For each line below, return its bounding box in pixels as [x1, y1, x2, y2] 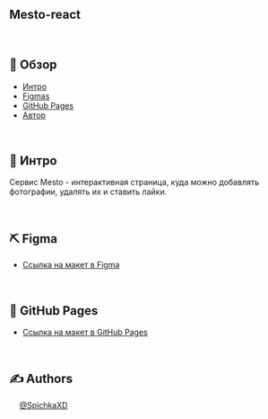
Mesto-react [9, 7, 82, 22]
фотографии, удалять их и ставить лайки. [9, 186, 168, 197]
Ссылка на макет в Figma [22, 260, 120, 271]
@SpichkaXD [19, 399, 68, 410]
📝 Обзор [9, 58, 57, 73]
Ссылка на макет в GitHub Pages [22, 327, 148, 338]
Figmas [22, 90, 50, 102]
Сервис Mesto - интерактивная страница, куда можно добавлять [9, 177, 260, 188]
